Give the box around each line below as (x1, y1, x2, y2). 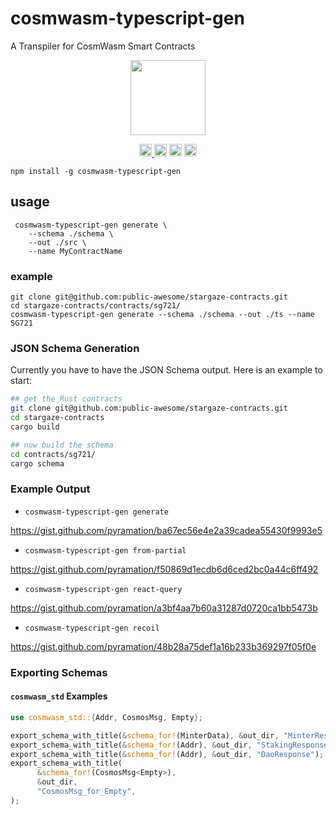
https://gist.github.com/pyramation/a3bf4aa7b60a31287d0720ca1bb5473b (10, 602, 318, 614)
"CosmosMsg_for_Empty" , (36, 787, 137, 797)
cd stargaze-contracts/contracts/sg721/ (10, 301, 182, 311)
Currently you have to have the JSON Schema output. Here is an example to (10, 364, 323, 376)
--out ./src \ (28, 237, 87, 247)
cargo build (10, 422, 60, 432)
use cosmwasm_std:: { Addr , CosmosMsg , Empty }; (10, 712, 203, 722)
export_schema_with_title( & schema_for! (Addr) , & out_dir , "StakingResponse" (10, 740, 333, 750)
